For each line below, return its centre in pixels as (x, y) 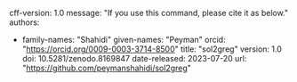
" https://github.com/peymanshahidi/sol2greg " (106, 68)
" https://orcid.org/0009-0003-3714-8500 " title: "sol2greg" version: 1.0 (152, 49)
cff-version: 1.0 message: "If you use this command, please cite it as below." (149, 13)
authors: (24, 22)
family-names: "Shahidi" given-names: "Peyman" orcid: (124, 40)
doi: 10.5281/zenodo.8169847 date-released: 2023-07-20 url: (134, 58)
